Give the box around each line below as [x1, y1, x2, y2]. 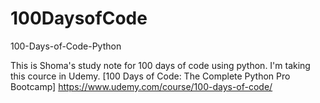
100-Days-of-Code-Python [10, 40, 122, 52]
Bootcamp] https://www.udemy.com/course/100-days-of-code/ [10, 80, 273, 92]
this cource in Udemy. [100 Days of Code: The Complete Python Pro [10, 70, 291, 82]
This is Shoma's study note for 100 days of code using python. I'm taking [10, 59, 311, 71]
